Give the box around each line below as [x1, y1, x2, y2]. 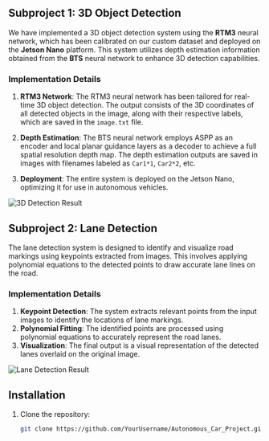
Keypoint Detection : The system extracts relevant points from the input [19, 307, 257, 316]
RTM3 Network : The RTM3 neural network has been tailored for [19, 92, 233, 101]
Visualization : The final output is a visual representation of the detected [19, 341, 259, 350]
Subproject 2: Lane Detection [8, 221, 158, 235]
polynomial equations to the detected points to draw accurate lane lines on [8, 259, 255, 269]
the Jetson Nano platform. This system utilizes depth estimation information [8, 44, 260, 55]
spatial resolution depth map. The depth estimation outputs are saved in [19, 150, 259, 160]
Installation [8, 388, 66, 402]
